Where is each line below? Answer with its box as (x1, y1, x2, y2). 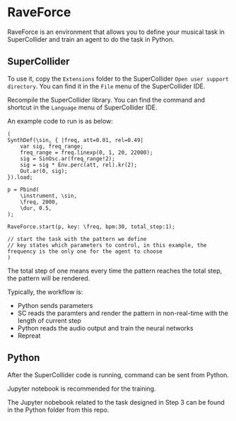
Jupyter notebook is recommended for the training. (7, 384, 157, 393)
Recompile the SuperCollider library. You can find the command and (7, 95, 206, 104)
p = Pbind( (7, 186, 40, 193)
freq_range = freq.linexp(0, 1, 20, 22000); (20, 149, 153, 156)
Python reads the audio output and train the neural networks (17, 324, 194, 332)
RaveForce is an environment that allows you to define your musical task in (7, 28, 225, 36)
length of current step (17, 316, 81, 325)
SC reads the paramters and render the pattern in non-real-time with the (17, 309, 228, 317)
